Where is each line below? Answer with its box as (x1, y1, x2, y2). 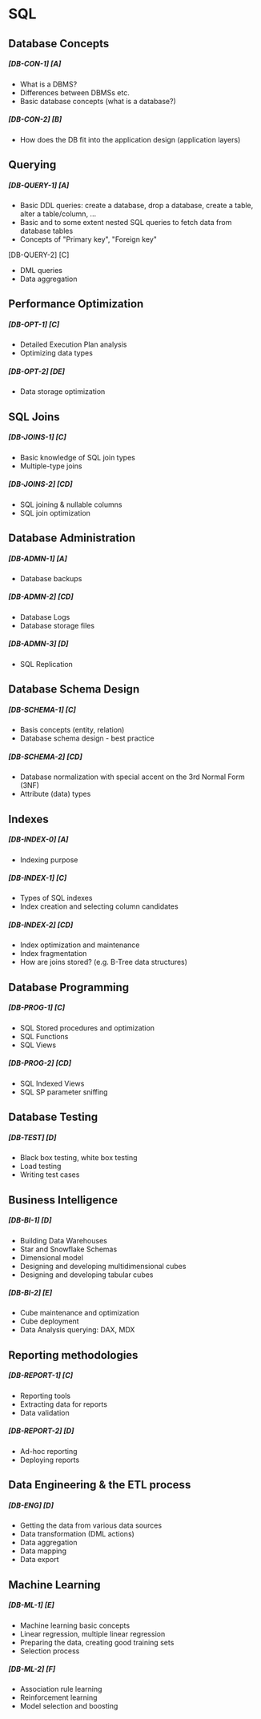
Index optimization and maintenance (19, 940, 140, 950)
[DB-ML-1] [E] (8, 1601, 54, 1610)
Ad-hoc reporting (19, 1446, 78, 1456)
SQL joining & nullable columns (19, 500, 122, 509)
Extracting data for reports (19, 1399, 108, 1409)
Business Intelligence (8, 1193, 118, 1207)
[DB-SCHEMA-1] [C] (8, 705, 76, 714)
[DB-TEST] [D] (8, 1132, 57, 1142)
